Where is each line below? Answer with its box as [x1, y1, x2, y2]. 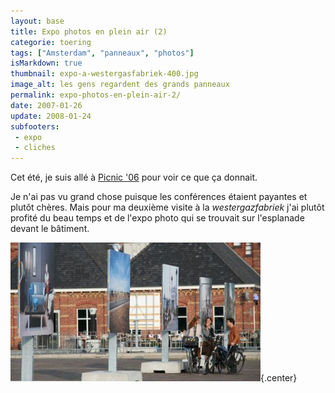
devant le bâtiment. [10, 223, 90, 235]
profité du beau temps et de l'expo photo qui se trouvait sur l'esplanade [10, 212, 305, 224]
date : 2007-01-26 [10, 100, 83, 110]
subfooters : [10, 121, 60, 132]
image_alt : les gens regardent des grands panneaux [10, 80, 230, 90]
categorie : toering [10, 37, 92, 47]
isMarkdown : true [10, 58, 83, 69]
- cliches [14, 143, 56, 153]
